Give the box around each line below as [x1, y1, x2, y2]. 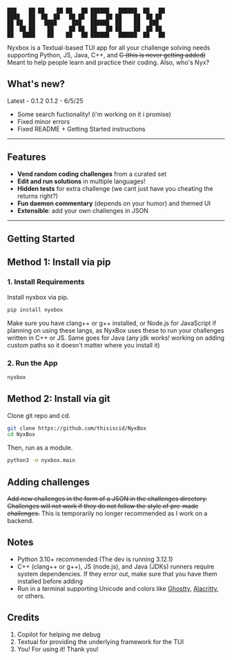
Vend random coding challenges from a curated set [17, 169, 167, 178]
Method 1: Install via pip [7, 257, 111, 268]
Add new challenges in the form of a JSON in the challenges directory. [7, 495, 208, 502]
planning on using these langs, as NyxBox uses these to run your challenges [7, 326, 224, 334]
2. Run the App [7, 358, 58, 367]
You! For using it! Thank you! [17, 645, 99, 653]
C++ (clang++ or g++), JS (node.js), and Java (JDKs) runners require [17, 562, 215, 571]
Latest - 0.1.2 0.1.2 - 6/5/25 [7, 96, 84, 104]
